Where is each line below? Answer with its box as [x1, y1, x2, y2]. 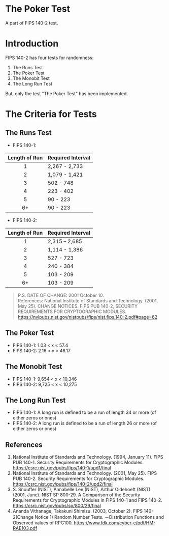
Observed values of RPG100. [12, 520, 73, 526]
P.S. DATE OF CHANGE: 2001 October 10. [17, 292, 104, 298]
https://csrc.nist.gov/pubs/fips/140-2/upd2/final [12, 481, 113, 487]
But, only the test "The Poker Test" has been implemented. [5, 90, 128, 97]
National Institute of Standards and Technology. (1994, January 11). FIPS [12, 454, 163, 460]
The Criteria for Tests [5, 108, 97, 120]
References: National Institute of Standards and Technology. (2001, [17, 297, 158, 303]
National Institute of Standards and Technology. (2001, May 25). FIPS [12, 470, 157, 476]
